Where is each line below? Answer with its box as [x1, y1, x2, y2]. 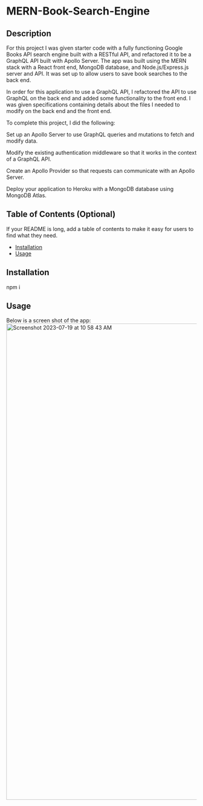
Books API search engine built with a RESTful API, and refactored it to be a [6, 51, 192, 58]
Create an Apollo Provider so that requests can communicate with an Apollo [6, 167, 195, 174]
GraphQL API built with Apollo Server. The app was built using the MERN [6, 57, 187, 64]
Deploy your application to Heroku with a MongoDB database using [6, 186, 174, 192]
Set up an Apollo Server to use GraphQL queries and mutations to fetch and [6, 131, 195, 138]
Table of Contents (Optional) [6, 209, 116, 219]
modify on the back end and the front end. [6, 108, 112, 114]
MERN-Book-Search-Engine [6, 4, 150, 18]
